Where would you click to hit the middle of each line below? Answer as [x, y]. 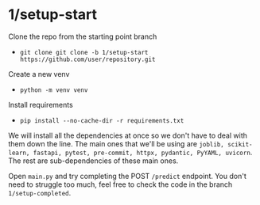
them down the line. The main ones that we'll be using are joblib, [116, 143]
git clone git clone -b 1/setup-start [84, 52]
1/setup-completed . [40, 192]
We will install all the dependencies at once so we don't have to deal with [128, 135]
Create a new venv [39, 74]
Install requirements [41, 104]
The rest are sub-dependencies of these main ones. [93, 161]
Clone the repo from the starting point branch [83, 36]
